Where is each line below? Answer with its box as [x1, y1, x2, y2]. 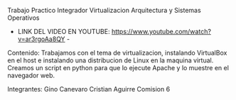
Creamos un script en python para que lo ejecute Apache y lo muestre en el [7, 64, 230, 72]
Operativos [7, 13, 40, 22]
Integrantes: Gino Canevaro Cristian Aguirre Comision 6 [7, 85, 171, 93]
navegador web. [7, 71, 55, 79]
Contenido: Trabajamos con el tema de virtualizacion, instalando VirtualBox [7, 49, 227, 57]
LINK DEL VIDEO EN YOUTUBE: [17, 28, 110, 35]
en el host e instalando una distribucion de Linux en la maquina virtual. [7, 56, 214, 65]
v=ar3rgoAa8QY [17, 35, 65, 43]
